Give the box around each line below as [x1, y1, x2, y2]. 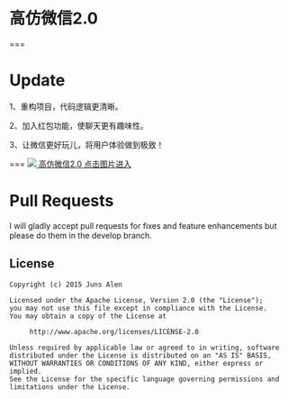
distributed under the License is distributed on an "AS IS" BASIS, [9, 350, 272, 360]
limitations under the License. [9, 382, 130, 392]
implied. [9, 367, 42, 376]
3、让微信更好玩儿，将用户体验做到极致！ [9, 139, 165, 150]
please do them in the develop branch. [9, 230, 153, 240]
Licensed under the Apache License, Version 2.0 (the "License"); [9, 295, 264, 304]
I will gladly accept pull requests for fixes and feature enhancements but [9, 220, 277, 231]
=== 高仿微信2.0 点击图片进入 [9, 159, 132, 169]
